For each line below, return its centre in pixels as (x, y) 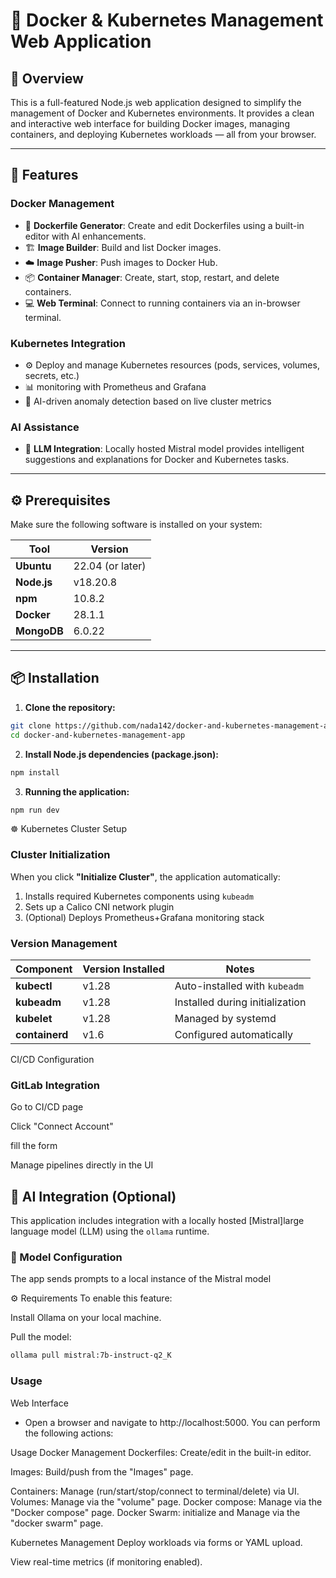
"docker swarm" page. (57, 1523)
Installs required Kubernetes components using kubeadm (139, 896)
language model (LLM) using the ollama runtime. (110, 1231)
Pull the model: (41, 1337)
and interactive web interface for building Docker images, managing (150, 123)
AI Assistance (45, 427)
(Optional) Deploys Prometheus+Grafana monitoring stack (144, 917)
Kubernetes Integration (68, 343)
